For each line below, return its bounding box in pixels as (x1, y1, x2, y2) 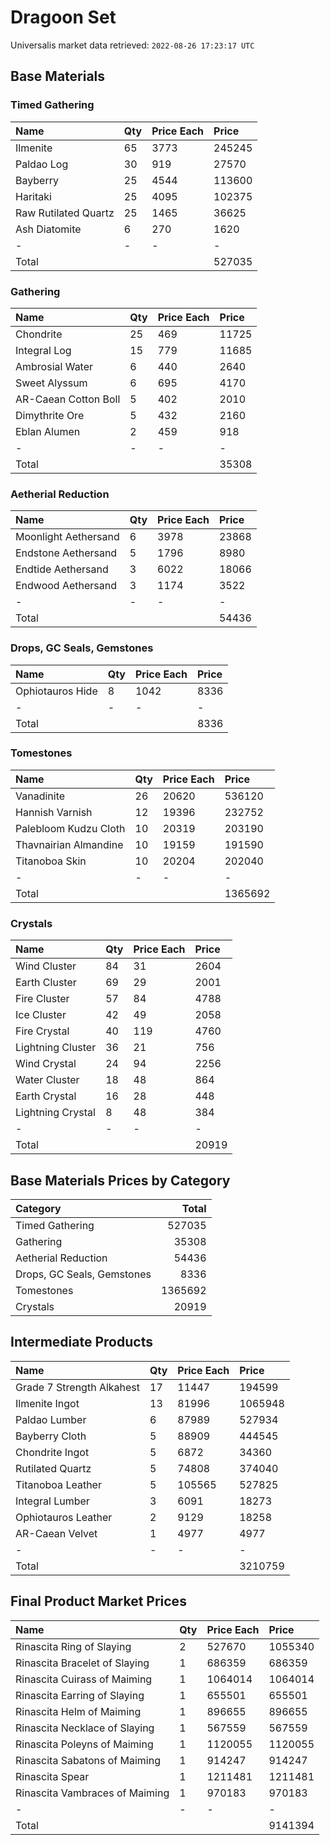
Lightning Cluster (15, 1041, 97, 1055)
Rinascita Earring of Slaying (15, 1688, 145, 1702)
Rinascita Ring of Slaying (15, 1639, 132, 1653)
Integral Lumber (15, 1494, 90, 1508)
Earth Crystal (15, 1089, 77, 1103)
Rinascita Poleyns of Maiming (15, 1737, 154, 1751)
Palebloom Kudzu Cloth (15, 821, 126, 835)
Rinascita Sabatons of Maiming (15, 1753, 161, 1767)
